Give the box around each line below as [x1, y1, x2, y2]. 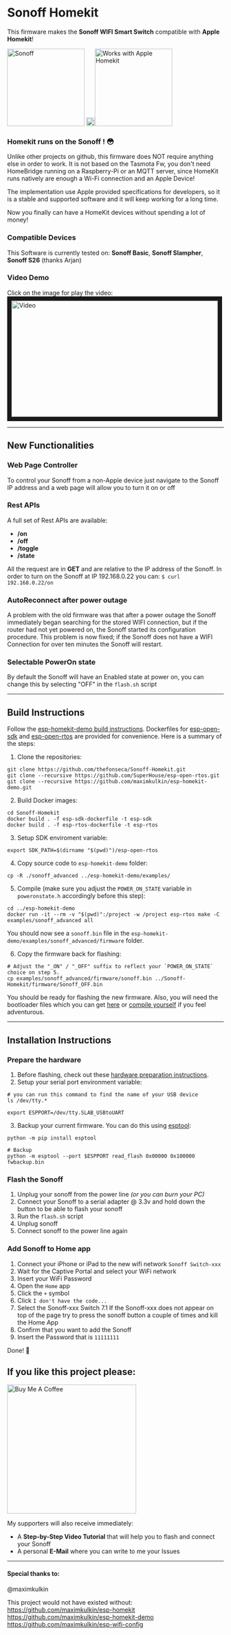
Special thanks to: [7, 1569, 60, 1577]
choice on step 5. [7, 969, 60, 976]
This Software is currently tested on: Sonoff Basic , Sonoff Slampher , [7, 248, 203, 257]
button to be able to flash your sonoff [16, 1205, 123, 1213]
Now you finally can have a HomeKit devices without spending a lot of [7, 209, 206, 217]
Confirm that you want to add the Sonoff [16, 1325, 132, 1334]
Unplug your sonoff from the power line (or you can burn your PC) [16, 1190, 205, 1199]
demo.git [7, 784, 32, 791]
